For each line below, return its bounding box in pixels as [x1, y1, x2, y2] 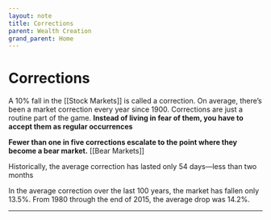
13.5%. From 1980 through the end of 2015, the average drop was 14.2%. [8, 195, 250, 205]
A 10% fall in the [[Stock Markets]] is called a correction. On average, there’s [8, 96, 262, 106]
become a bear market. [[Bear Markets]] [8, 146, 145, 156]
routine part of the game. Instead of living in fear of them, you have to [8, 113, 244, 123]
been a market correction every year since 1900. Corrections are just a [8, 104, 244, 114]
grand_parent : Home [8, 34, 74, 43]
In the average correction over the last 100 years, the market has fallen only [8, 186, 260, 196]
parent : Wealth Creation [8, 27, 92, 35]
